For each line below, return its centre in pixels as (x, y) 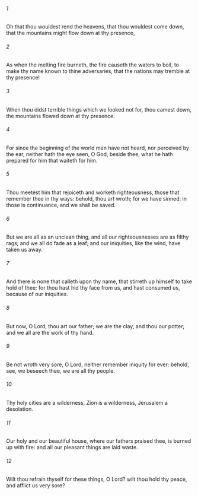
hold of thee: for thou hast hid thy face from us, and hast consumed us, (93, 288)
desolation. (20, 409)
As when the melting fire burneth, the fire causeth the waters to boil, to (93, 65)
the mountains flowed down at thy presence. (61, 116)
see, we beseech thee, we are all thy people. (61, 370)
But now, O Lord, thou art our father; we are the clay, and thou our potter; (95, 326)
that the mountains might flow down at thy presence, (71, 33)
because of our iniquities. (37, 294)
